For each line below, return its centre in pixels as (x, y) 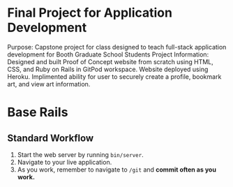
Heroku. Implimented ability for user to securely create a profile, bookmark (114, 76)
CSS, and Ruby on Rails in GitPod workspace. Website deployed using (108, 69)
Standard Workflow (51, 138)
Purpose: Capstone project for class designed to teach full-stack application (117, 47)
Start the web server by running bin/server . (81, 154)
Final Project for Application (90, 13)
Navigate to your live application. (65, 162)
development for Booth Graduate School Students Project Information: (108, 54)
